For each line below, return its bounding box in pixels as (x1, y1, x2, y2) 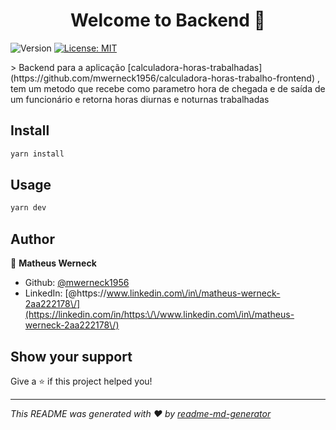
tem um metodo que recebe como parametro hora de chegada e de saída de (10, 82, 326, 94)
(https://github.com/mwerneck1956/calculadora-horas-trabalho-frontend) (10, 72, 316, 84)
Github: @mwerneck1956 (24, 277, 130, 289)
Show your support (10, 348, 133, 365)
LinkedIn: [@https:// (24, 287, 107, 299)
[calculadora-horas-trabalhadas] (127, 61, 263, 73)
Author (10, 230, 55, 248)
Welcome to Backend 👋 (70, 9, 266, 32)
